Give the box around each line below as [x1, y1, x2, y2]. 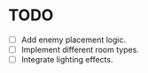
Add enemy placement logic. [20, 34, 126, 45]
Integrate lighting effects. [20, 55, 113, 65]
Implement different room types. [20, 45, 139, 55]
